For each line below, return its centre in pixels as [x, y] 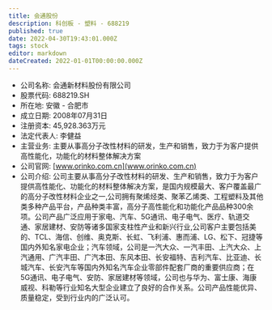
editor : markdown [38, 53]
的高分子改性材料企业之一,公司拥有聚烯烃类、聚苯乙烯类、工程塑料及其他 [142, 196]
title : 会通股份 [33, 16]
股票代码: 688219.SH [55, 95]
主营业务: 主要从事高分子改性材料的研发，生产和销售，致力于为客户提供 [139, 146]
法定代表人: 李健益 [51, 135]
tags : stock [28, 46]
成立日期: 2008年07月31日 [64, 115]
